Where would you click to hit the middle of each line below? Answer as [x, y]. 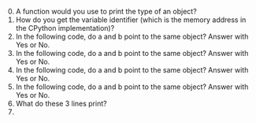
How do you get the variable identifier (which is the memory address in [131, 20]
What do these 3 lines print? [61, 103]
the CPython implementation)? [65, 28]
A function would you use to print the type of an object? [106, 11]
